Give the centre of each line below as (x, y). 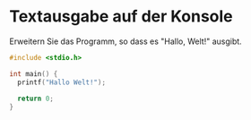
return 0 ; (35, 99)
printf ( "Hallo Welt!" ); (61, 82)
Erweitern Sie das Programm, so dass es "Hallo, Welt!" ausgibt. (125, 41)
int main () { (34, 73)
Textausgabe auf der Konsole (121, 17)
